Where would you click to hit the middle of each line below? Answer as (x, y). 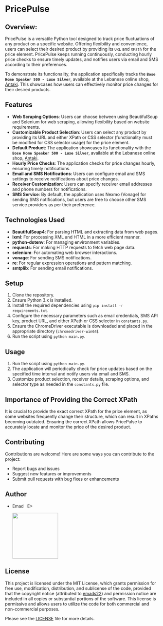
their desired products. (28, 89)
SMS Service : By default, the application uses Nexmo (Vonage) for (79, 194)
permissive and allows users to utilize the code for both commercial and (77, 604)
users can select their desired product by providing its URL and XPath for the (81, 49)
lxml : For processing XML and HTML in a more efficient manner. (76, 237)
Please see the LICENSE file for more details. (50, 618)
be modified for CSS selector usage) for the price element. (71, 142)
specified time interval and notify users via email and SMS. (71, 374)
